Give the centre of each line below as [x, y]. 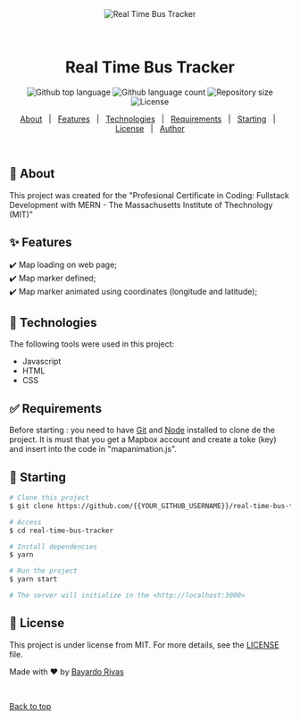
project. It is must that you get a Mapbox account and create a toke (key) [143, 440]
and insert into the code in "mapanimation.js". [93, 449]
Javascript [42, 362]
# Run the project [43, 571]
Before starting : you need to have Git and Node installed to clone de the [142, 430]
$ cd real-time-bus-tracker [62, 531]
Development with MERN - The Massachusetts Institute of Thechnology [141, 205]
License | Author [150, 128]
